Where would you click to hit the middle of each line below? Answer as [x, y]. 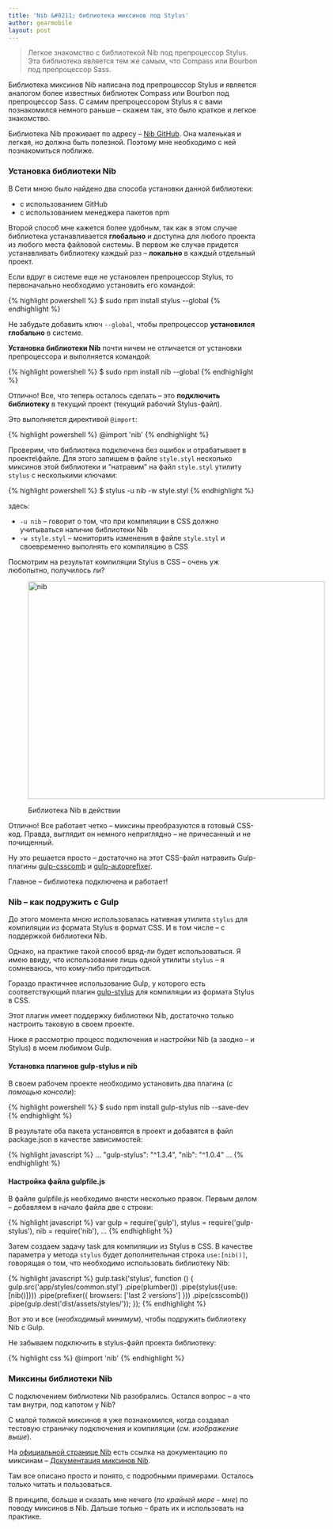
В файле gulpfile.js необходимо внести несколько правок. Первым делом [132, 1199]
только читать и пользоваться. [60, 1484]
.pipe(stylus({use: [208, 1287]
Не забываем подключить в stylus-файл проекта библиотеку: [112, 1343]
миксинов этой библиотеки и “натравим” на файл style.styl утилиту [125, 466]
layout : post [30, 30]
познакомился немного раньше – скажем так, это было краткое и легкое [132, 110]
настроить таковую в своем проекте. [71, 1024]
